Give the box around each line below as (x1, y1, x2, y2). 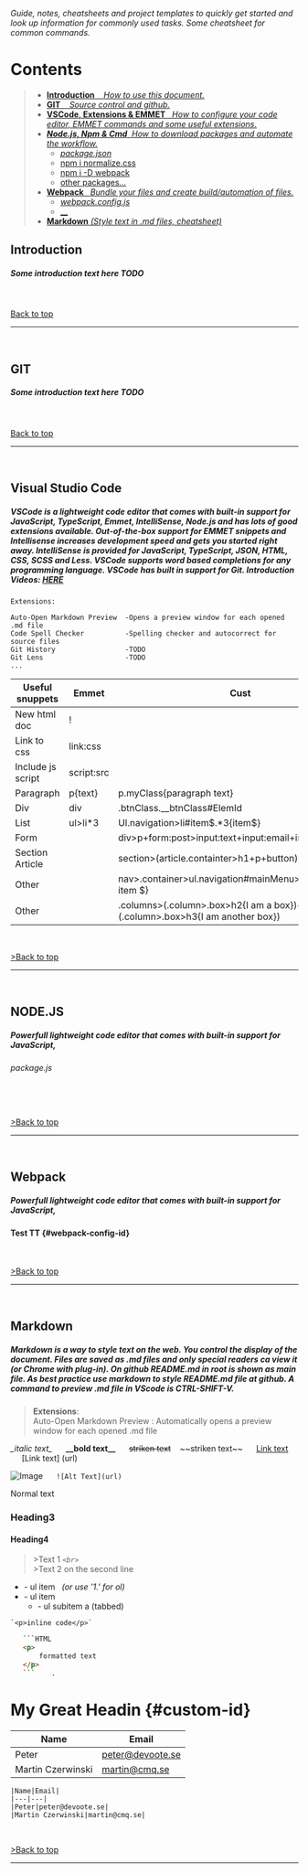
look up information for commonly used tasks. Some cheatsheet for (10, 17, 266, 28)
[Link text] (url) (21, 1453, 79, 1464)
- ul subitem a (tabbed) (37, 1600, 124, 1612)
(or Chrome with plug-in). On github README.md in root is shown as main (10, 1363, 296, 1375)
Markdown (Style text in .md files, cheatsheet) (46, 215, 222, 227)
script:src (69, 766, 110, 779)
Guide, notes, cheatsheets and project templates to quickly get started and (10, 8, 293, 18)
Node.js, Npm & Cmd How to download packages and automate (46, 128, 293, 139)
